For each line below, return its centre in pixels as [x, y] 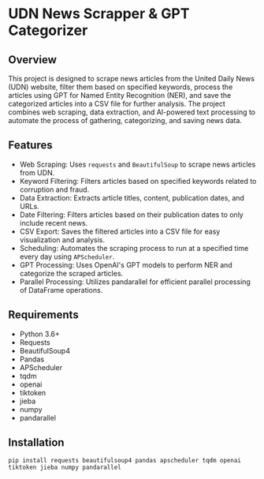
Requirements [43, 315]
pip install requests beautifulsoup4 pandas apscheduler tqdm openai [125, 461]
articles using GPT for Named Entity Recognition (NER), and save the [120, 95]
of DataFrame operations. [61, 290]
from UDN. [37, 172]
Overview [33, 60]
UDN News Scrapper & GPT [99, 14]
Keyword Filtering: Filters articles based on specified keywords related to [138, 181]
